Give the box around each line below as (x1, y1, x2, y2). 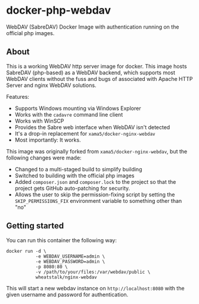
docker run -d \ (6, 248, 46, 254)
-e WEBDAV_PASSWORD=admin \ (35, 258, 105, 265)
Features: (6, 93, 30, 100)
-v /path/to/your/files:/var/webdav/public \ (35, 269, 151, 275)
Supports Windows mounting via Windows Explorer (14, 105, 141, 112)
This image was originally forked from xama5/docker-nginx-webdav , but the (6, 148, 188, 155)
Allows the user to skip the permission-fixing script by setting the (14, 191, 175, 198)
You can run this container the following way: (6, 236, 117, 244)
